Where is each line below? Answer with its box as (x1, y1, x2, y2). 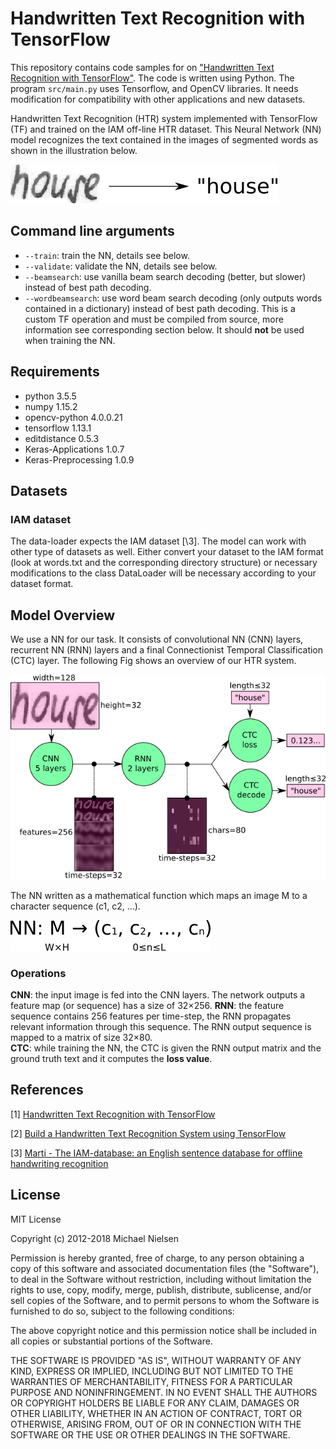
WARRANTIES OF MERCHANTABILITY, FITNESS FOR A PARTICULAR (10, 1375, 293, 1387)
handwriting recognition (10, 1157, 109, 1169)
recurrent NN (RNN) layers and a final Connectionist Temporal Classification (10, 644, 324, 656)
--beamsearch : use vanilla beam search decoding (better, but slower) (24, 270, 307, 282)
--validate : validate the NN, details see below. (24, 260, 218, 272)
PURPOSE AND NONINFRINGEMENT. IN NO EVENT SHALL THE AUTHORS (10, 1386, 318, 1398)
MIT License (10, 1213, 62, 1225)
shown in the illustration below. (10, 144, 138, 156)
